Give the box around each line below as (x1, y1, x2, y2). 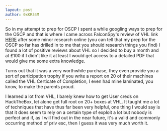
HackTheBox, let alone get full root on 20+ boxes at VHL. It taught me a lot (5, 98, 159, 104)
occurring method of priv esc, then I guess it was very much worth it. (5, 120, 149, 126)
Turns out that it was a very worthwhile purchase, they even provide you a (5, 67, 159, 73)
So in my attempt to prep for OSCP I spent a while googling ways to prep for (5, 26, 162, 32)
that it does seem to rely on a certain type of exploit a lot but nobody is (5, 109, 152, 115)
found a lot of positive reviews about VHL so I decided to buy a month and (5, 47, 159, 53)
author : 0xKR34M (5, 12, 39, 17)
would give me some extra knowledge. (5, 58, 86, 64)
